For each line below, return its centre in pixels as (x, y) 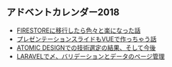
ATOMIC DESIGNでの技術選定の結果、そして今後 (86, 48)
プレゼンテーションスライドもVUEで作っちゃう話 (86, 39)
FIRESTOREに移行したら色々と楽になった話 (78, 30)
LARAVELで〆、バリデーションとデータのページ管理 (91, 56)
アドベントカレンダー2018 (63, 12)
